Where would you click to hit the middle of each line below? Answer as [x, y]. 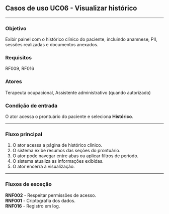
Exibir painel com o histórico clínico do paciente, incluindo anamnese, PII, [81, 39]
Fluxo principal [24, 134]
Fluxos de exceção [28, 184]
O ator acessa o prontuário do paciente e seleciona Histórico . [69, 117]
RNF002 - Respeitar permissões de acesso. [51, 195]
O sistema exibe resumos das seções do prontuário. [66, 151]
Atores [14, 81]
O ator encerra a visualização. [44, 167]
